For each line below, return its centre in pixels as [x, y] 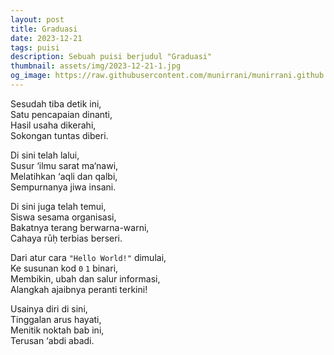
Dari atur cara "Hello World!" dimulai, [88, 257]
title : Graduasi [44, 29]
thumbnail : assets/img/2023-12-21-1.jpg [96, 66]
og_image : [31, 76]
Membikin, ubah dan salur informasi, [85, 278]
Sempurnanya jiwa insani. [63, 187]
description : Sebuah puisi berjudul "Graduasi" [111, 57]
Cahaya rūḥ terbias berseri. [66, 238]
